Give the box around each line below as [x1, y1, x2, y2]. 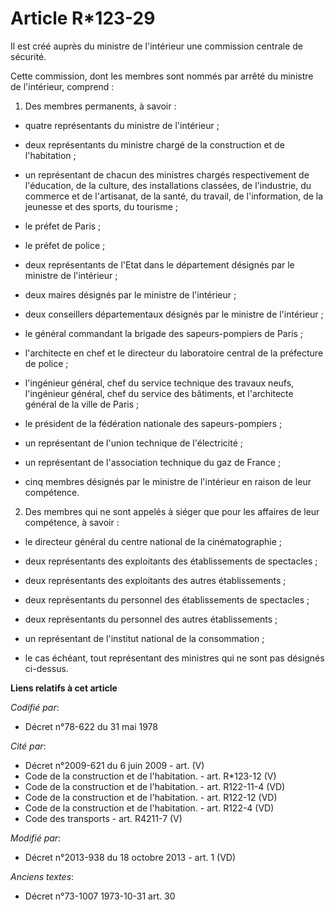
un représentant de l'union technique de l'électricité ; [24, 437, 243, 449]
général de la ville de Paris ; [24, 398, 140, 410]
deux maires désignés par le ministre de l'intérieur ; [24, 288, 237, 301]
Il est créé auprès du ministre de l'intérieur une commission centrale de [10, 40, 303, 52]
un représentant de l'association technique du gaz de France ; [24, 456, 282, 468]
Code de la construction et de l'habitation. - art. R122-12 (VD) [24, 791, 278, 803]
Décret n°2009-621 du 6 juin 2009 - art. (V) [24, 759, 205, 771]
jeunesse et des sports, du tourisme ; [24, 200, 179, 212]
